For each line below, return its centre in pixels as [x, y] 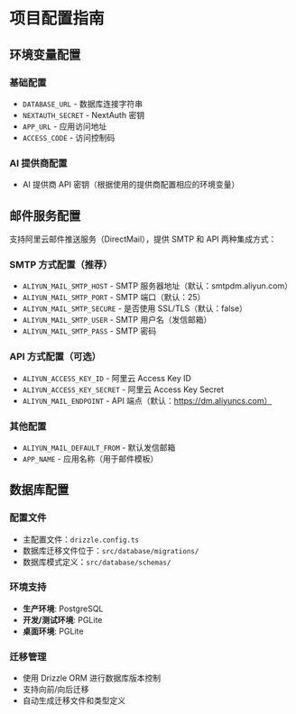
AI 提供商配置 [38, 163]
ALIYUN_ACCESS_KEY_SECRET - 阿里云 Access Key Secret [123, 389]
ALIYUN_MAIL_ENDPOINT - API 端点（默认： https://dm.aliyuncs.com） [147, 400]
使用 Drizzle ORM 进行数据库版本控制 [91, 678]
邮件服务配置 [45, 216]
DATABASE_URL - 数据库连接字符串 [83, 104]
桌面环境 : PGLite [53, 631]
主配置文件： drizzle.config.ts [81, 539]
